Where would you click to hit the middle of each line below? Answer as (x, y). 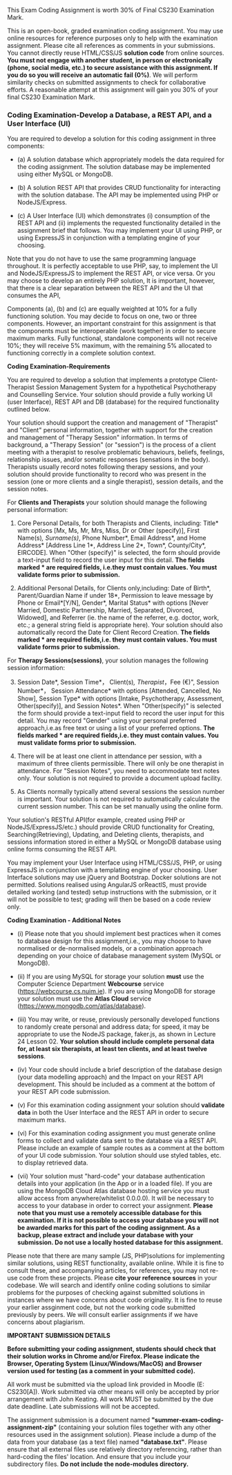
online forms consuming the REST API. (62, 849)
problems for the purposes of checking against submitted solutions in (106, 1293)
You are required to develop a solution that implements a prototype (102, 380)
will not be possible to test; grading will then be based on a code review (109, 899)
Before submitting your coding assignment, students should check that (112, 1349)
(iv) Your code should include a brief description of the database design (119, 1070)
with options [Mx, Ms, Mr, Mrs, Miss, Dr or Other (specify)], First (108, 531)
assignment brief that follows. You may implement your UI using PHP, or (119, 231)
